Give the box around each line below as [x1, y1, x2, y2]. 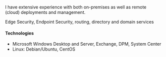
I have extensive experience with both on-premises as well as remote [5, 4, 147, 10]
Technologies [5, 30, 34, 36]
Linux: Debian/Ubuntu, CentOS [12, 46, 75, 52]
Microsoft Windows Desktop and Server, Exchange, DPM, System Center [12, 41, 162, 47]
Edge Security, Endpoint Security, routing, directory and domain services [5, 19, 154, 25]
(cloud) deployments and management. [5, 9, 86, 15]
